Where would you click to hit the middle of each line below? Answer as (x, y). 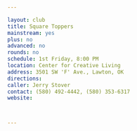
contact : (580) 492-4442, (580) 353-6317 (69, 92)
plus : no (20, 39)
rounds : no (23, 53)
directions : (25, 78)
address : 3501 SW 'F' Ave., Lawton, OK (66, 72)
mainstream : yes (31, 33)
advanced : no (26, 46)
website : (20, 98)
